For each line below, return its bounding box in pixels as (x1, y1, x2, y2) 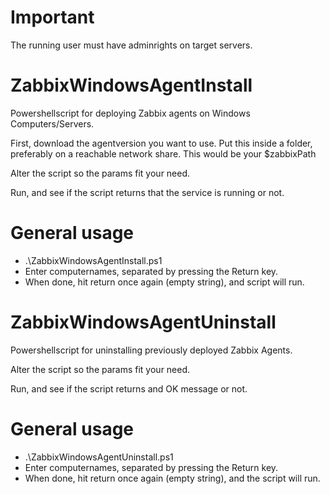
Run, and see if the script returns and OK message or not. (10, 382, 248, 395)
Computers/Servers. (10, 117, 95, 130)
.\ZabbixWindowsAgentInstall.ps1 (24, 254, 163, 266)
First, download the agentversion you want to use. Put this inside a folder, (10, 137, 313, 149)
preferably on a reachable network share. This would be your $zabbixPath (10, 147, 317, 160)
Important (10, 6, 95, 29)
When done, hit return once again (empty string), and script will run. (24, 276, 305, 288)
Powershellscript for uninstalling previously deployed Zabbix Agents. (10, 344, 293, 356)
